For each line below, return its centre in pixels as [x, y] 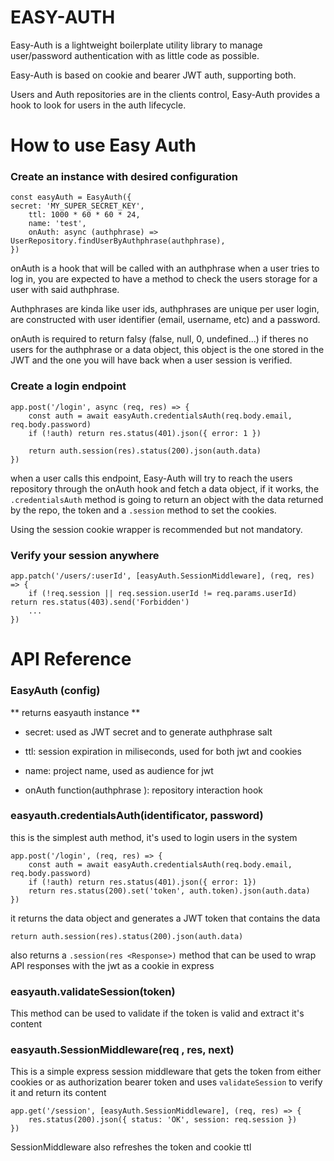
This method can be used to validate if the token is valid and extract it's [157, 1013]
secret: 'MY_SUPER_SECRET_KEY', [77, 206]
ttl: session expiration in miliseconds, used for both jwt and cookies [163, 751]
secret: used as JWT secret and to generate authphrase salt [148, 732]
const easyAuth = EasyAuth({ [71, 197]
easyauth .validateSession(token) [93, 991]
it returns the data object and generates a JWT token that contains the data [165, 918]
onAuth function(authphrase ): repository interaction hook [144, 790]
